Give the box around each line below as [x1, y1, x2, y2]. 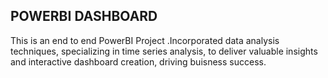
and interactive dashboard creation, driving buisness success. [10, 55, 267, 68]
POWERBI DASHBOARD [10, 8, 158, 25]
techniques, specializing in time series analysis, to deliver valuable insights [10, 45, 318, 57]
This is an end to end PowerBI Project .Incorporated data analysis [10, 34, 280, 46]
